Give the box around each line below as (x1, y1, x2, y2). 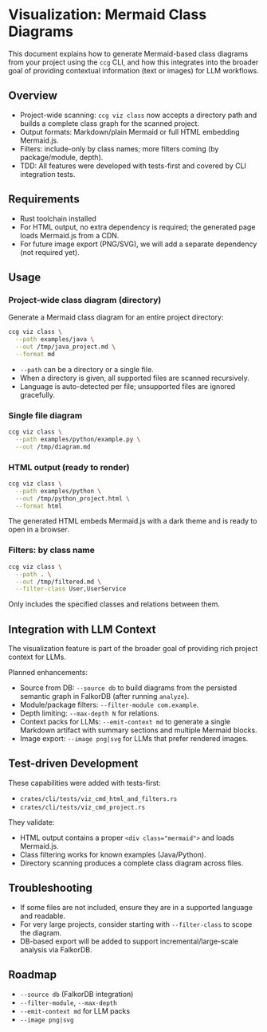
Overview (8, 89, 58, 103)
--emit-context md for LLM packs (19, 1006, 130, 1015)
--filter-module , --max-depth (19, 998, 117, 1007)
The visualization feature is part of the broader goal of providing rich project (8, 644, 258, 653)
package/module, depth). (19, 152, 104, 162)
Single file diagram (8, 410, 83, 421)
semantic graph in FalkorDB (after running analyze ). (19, 692, 190, 701)
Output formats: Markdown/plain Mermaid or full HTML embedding (19, 127, 241, 136)
